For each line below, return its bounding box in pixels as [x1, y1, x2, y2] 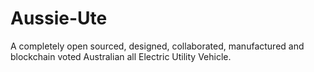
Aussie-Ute [10, 7, 108, 30]
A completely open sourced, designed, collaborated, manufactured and [10, 40, 305, 52]
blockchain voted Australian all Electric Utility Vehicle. [10, 50, 232, 62]
